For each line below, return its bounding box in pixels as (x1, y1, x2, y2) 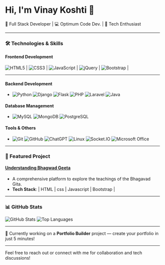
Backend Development (5, 80, 53, 86)
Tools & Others (5, 125, 36, 131)
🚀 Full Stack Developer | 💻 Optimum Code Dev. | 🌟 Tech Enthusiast (5, 21, 141, 26)
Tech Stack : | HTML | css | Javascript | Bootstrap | (12, 186, 115, 192)
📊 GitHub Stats (5, 203, 43, 210)
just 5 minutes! (5, 236, 35, 242)
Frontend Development (5, 54, 53, 60)
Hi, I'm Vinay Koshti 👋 (5, 4, 95, 16)
